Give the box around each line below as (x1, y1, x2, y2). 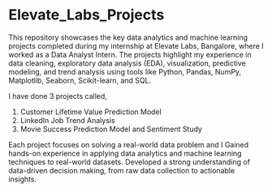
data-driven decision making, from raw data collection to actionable (8, 165, 235, 175)
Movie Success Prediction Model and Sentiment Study (19, 124, 203, 134)
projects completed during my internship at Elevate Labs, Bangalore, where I (8, 41, 264, 50)
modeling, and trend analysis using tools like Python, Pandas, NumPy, (8, 66, 242, 76)
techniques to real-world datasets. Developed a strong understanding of (8, 156, 250, 167)
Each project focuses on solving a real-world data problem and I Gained (8, 139, 249, 149)
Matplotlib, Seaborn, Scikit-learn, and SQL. (8, 75, 152, 85)
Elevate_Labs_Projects (8, 6, 165, 24)
